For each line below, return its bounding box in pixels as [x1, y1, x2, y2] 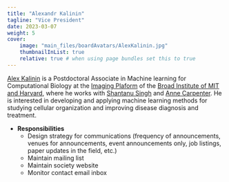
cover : [7, 36, 26, 43]
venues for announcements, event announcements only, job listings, [27, 139, 222, 147]
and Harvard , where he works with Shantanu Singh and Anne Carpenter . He [7, 89, 222, 97]
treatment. [7, 111, 37, 119]
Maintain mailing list [27, 154, 84, 162]
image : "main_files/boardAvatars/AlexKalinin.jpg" [19, 42, 168, 49]
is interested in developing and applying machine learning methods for [7, 96, 208, 104]
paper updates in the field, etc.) [27, 146, 117, 154]
